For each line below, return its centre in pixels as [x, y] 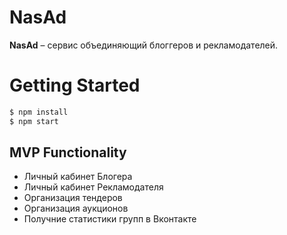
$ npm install [39, 112]
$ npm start [34, 121]
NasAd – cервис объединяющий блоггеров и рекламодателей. [144, 45]
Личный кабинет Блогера [78, 177]
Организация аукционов [76, 208]
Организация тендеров [73, 198]
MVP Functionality [68, 152]
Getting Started [75, 85]
